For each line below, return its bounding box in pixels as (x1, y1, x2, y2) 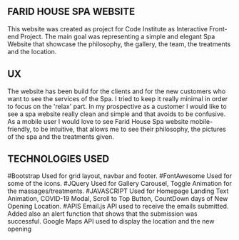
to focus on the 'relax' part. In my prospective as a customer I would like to (7, 102, 227, 110)
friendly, (7, 125, 32, 133)
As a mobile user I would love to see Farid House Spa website (7, 117, 189, 125)
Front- (209, 24, 228, 33)
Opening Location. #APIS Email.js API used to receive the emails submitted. (7, 202, 229, 211)
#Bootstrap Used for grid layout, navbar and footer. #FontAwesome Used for (7, 172, 233, 180)
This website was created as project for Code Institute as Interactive (7, 24, 208, 33)
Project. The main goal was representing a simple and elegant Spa (20, 32, 215, 41)
